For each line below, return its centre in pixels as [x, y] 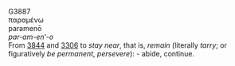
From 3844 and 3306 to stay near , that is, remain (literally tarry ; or [117, 45]
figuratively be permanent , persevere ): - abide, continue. [102, 54]
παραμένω [26, 20]
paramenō [25, 28]
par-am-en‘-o [31, 37]
